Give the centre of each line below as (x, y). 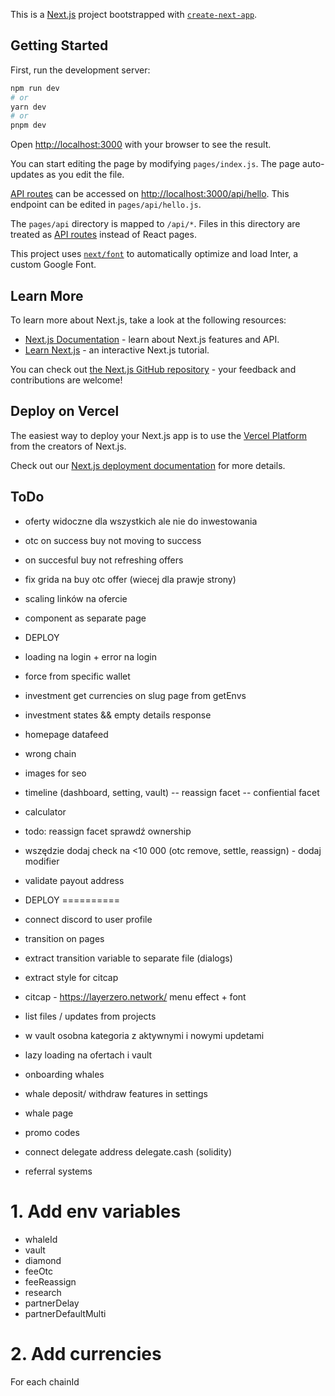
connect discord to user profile (88, 919)
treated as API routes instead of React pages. (103, 235)
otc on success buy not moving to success (113, 540)
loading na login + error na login (90, 656)
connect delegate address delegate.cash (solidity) (128, 1151)
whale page (49, 1113)
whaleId (41, 1239)
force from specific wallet (77, 676)
